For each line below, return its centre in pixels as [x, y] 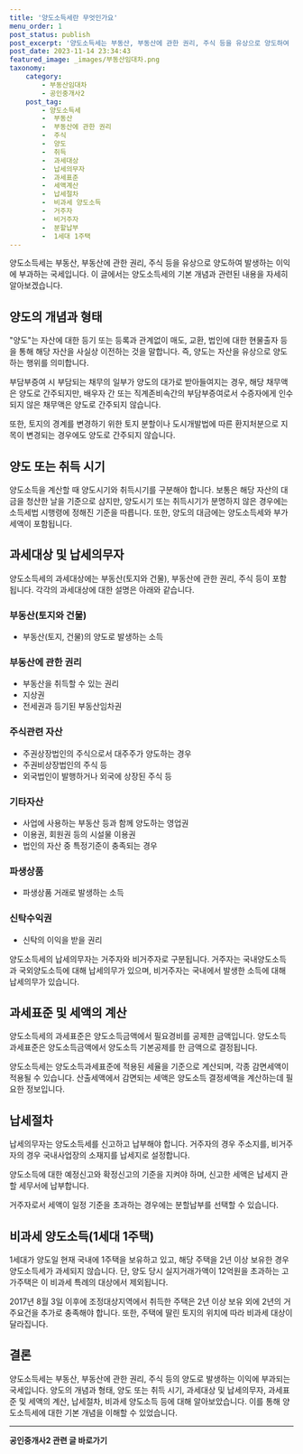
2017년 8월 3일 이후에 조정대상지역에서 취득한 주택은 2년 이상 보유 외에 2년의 [146, 1301]
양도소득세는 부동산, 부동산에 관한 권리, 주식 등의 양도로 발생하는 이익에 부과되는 [150, 1378]
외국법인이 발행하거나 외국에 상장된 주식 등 [97, 776]
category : [44, 77]
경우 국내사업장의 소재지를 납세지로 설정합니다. [108, 1155]
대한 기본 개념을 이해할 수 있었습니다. [113, 1412]
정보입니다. [46, 1089]
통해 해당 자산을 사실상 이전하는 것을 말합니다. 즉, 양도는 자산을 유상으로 [145, 352]
